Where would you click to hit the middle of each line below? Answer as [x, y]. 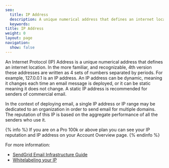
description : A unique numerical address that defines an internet [82, 19]
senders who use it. [26, 120]
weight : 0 [16, 33]
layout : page [19, 38]
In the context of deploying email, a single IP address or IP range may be [80, 103]
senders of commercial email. [36, 94]
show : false [22, 47]
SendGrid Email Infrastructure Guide [50, 154]
